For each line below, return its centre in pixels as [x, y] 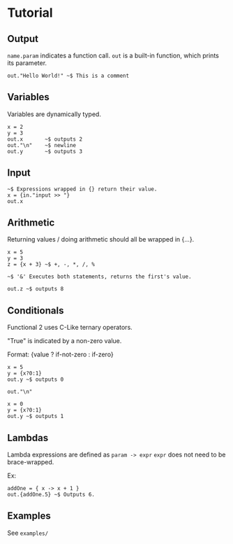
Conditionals [36, 311]
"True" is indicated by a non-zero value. [65, 341]
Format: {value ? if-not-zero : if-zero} [60, 354]
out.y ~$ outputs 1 [36, 417]
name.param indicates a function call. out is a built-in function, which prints [113, 55]
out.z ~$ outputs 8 [36, 289]
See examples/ [28, 533]
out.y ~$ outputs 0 [36, 379]
